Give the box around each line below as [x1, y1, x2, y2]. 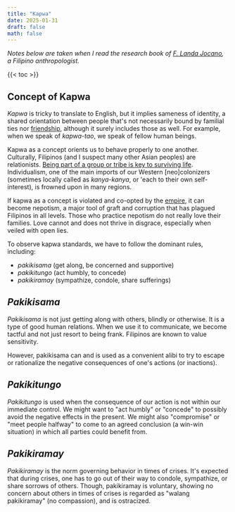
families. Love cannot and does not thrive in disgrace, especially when [7, 219, 211, 227]
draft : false [7, 23, 46, 30]
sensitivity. [7, 337, 39, 345]
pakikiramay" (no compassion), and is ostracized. [7, 497, 151, 505]
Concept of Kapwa [7, 91, 91, 103]
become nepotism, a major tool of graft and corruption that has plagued [7, 204, 215, 212]
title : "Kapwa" [7, 10, 52, 18]
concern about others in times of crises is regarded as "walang [7, 489, 190, 497]
